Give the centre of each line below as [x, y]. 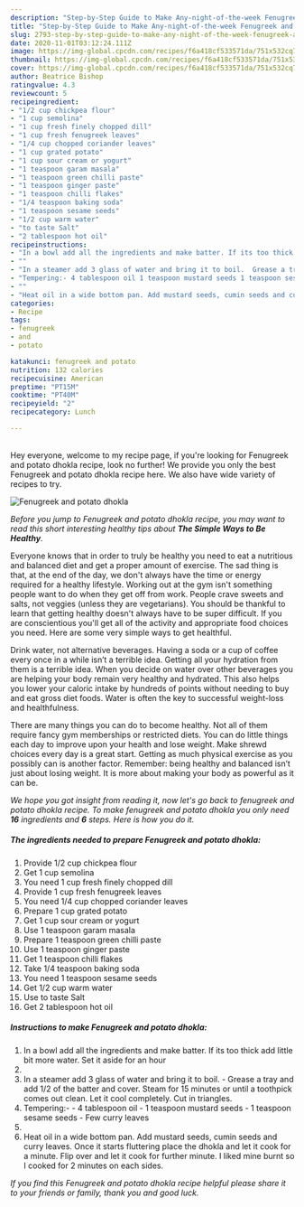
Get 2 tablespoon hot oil [68, 1006]
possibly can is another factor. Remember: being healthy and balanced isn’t [151, 763]
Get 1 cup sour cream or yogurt [81, 920]
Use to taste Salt [54, 997]
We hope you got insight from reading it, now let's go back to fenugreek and [152, 800]
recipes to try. [36, 483]
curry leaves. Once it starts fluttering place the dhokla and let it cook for [157, 1146]
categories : [32, 304]
